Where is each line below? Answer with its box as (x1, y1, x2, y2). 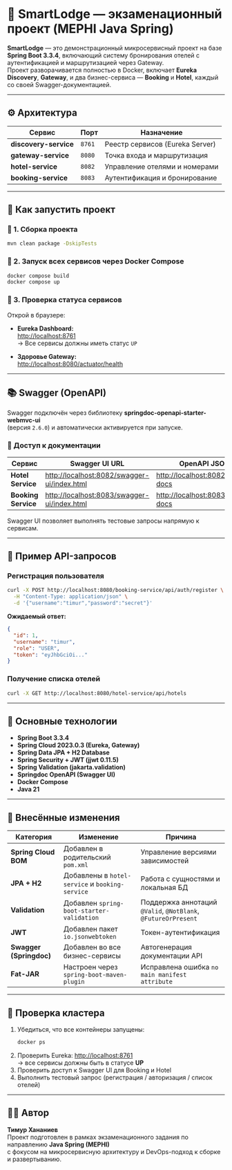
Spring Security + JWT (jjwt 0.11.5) (17, 756, 119, 764)
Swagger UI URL (70, 458, 125, 468)
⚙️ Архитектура (7, 107, 77, 119)
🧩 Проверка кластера (7, 1007, 105, 1019)
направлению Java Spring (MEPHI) (7, 1140, 110, 1149)
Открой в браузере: (7, 310, 66, 319)
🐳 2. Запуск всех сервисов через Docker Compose (7, 257, 184, 266)
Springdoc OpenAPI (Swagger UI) (17, 770, 116, 779)
